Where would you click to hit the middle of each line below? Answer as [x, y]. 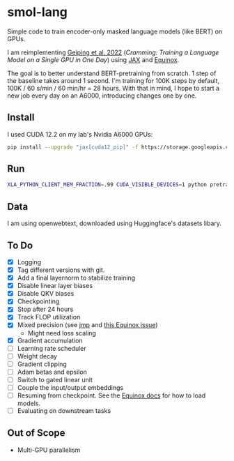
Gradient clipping [42, 364]
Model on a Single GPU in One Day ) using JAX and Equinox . [93, 59]
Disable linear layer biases [55, 286]
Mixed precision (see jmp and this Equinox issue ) [87, 325]
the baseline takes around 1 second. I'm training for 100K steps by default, [114, 80]
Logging [29, 262]
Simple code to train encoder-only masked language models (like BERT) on [115, 31]
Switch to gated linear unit [55, 379]
